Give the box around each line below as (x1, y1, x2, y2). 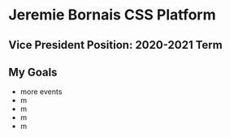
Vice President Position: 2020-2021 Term (8, 38, 223, 52)
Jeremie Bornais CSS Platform (8, 6, 217, 24)
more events (20, 87, 63, 96)
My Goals (8, 65, 58, 79)
